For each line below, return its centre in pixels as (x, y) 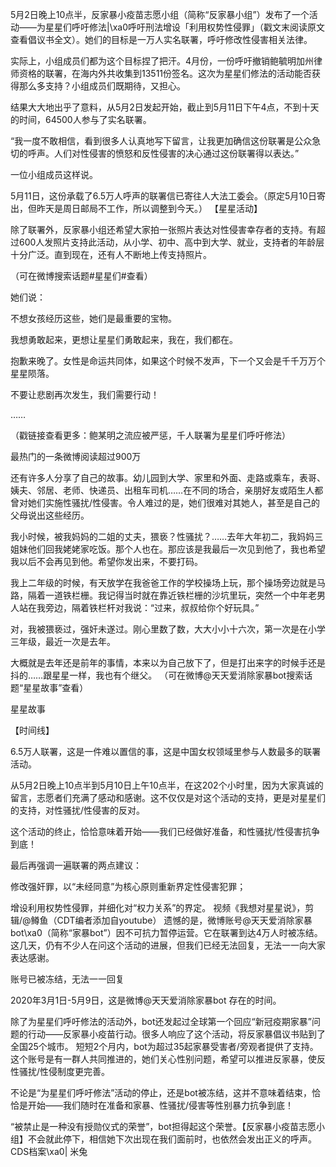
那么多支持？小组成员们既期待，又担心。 (102, 86)
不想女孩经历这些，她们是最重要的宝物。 (93, 318)
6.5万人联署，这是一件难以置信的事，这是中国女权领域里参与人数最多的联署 (166, 751)
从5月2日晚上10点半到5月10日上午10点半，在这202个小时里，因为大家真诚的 (167, 785)
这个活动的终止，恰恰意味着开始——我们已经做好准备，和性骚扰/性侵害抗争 (165, 831)
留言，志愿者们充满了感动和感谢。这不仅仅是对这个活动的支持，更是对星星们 (168, 797)
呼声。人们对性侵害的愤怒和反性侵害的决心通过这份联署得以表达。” (163, 153)
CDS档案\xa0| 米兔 (49, 1151)
